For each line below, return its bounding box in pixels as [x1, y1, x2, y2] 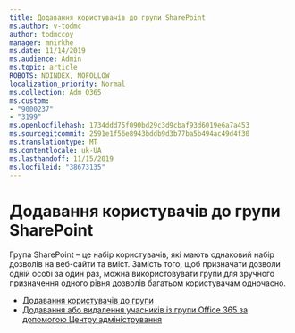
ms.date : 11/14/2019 [9, 46, 87, 55]
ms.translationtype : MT [9, 137, 98, 146]
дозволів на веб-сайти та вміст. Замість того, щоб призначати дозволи [9, 259, 281, 270]
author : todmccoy [9, 29, 74, 38]
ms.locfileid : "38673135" [9, 162, 105, 171]
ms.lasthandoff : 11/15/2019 [9, 154, 114, 163]
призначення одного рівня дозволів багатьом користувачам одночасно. [9, 278, 286, 288]
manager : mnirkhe [9, 37, 74, 47]
